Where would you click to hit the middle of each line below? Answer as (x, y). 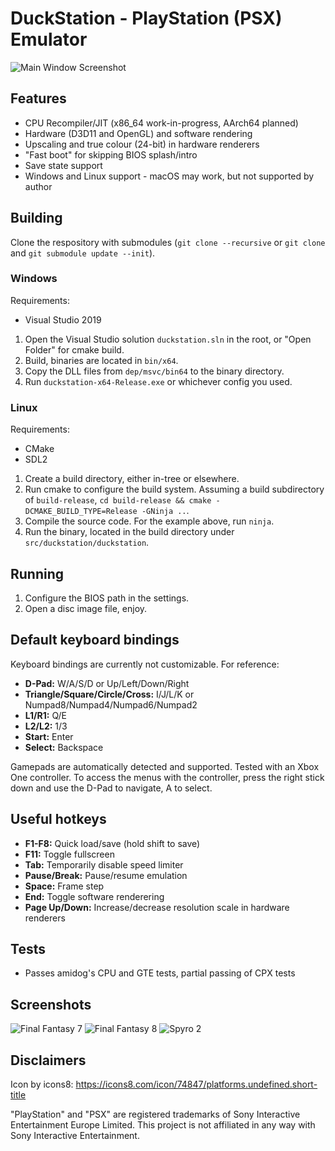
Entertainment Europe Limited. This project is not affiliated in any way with (163, 1125)
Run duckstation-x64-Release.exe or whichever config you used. (158, 381)
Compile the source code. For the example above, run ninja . (149, 521)
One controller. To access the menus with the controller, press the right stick (167, 777)
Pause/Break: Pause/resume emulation (106, 875)
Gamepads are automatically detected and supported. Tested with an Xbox (165, 766)
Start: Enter (49, 736)
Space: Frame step (64, 886)
